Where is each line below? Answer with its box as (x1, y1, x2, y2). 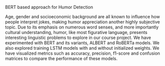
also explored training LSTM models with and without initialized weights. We (5, 45, 160, 51)
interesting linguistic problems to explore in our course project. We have (5, 34, 151, 40)
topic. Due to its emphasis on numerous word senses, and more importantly (5, 24, 159, 30)
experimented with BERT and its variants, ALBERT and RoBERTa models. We (5, 40, 160, 46)
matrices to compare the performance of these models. (5, 56, 118, 61)
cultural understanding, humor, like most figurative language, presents (5, 30, 148, 35)
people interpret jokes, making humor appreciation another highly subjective (5, 19, 160, 25)
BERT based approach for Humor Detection (5, 4, 94, 10)
